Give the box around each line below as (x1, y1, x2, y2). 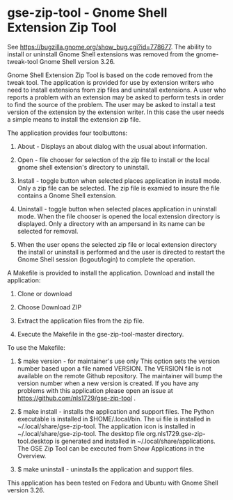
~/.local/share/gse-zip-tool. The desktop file (17, 429, 145, 437)
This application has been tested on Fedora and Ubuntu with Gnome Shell (7, 478, 218, 487)
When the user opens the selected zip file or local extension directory (17, 240, 217, 248)
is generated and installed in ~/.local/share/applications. (54, 437, 216, 445)
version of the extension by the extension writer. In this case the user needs (7, 108, 225, 116)
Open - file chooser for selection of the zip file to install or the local (17, 155, 210, 164)
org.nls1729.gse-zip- (145, 429, 206, 437)
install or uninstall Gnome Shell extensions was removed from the (7, 50, 195, 58)
